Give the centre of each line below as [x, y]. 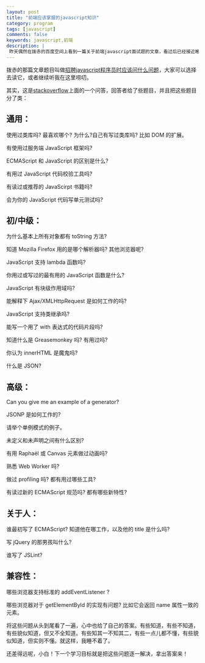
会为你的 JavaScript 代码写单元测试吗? [55, 199]
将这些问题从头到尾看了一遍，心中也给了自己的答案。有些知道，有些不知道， [103, 625]
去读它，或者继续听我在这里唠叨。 [49, 77]
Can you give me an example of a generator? [63, 402]
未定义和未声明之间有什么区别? [45, 441]
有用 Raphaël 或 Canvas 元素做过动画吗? [57, 453]
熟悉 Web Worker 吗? [33, 466]
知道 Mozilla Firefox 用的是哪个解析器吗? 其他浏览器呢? [75, 249]
